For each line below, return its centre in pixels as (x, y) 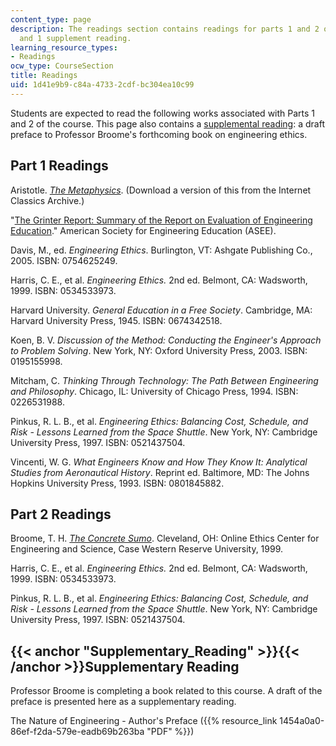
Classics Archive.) (47, 200)
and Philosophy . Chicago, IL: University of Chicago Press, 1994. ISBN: (154, 391)
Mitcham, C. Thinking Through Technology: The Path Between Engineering (164, 380)
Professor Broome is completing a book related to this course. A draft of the (166, 691)
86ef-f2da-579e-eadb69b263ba (77, 732)
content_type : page (51, 19)
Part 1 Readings (59, 166)
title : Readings (44, 76)
